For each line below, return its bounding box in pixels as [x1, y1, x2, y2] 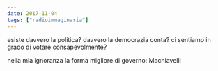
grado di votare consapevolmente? [7, 43, 107, 51]
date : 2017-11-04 [7, 10, 58, 17]
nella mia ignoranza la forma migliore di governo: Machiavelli [7, 56, 181, 64]
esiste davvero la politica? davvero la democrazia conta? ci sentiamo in [7, 35, 211, 43]
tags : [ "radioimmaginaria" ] [7, 17, 89, 23]
